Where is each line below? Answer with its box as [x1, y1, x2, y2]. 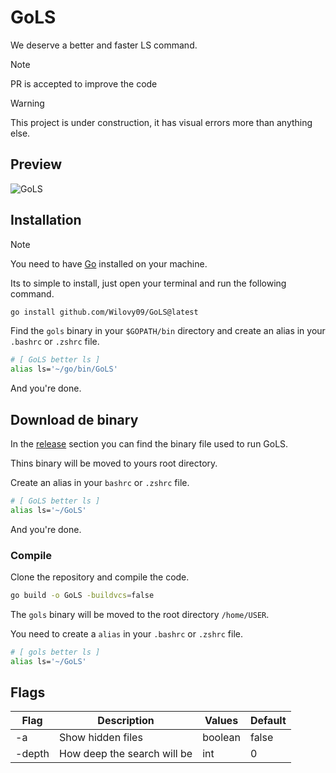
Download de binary [10, 411, 139, 428]
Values [204, 714, 239, 728]
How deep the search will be [59, 747, 193, 761]
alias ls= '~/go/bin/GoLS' [10, 364, 118, 375]
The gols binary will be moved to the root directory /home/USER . [10, 608, 270, 620]
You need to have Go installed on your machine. [10, 257, 208, 270]
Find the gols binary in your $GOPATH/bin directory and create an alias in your [10, 325, 326, 337]
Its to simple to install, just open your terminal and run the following [10, 277, 287, 289]
